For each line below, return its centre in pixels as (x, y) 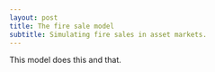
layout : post (34, 18)
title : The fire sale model (62, 26)
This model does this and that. (65, 60)
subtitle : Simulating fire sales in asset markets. (108, 34)
